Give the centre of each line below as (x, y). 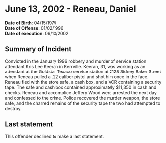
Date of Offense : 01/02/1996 (34, 28)
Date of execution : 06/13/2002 (37, 33)
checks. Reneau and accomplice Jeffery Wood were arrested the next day (81, 92)
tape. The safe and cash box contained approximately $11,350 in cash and (81, 87)
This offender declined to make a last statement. (55, 136)
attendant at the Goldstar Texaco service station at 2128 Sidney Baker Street (83, 71)
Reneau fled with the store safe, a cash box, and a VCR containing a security (83, 82)
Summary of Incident (38, 49)
